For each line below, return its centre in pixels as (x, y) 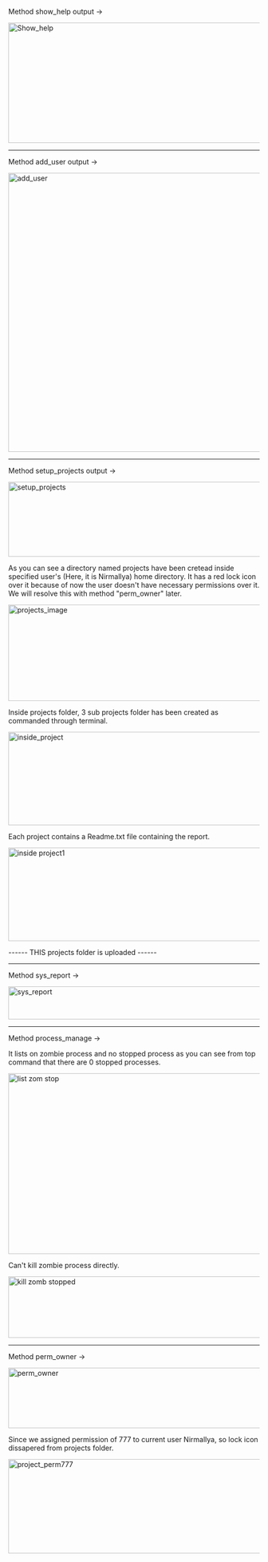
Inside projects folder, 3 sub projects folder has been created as (114, 712)
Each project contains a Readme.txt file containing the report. (109, 837)
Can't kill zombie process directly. (64, 1265)
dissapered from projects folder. (61, 1448)
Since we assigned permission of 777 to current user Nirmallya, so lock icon (133, 1439)
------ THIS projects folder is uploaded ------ (83, 952)
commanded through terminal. (58, 721)
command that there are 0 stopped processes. (85, 1062)
